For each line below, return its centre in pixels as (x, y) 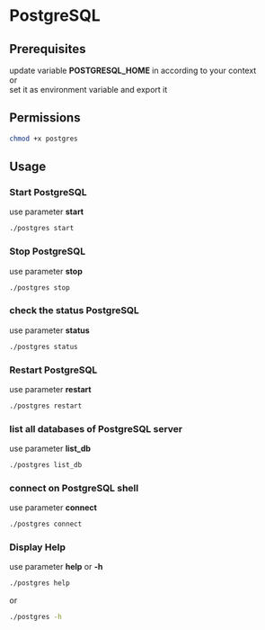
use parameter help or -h (56, 567)
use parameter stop (46, 271)
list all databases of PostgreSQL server (96, 428)
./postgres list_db (46, 465)
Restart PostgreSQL (53, 370)
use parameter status (49, 330)
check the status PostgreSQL (74, 310)
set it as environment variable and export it (88, 90)
